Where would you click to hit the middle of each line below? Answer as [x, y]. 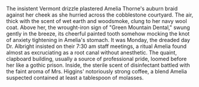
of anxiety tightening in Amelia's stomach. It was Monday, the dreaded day [98, 40]
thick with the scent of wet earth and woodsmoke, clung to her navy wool [97, 21]
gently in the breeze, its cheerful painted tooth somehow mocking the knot [98, 34]
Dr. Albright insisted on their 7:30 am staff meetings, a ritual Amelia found [97, 46]
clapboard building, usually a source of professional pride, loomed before [97, 59]
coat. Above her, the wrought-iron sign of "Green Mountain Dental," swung [98, 27]
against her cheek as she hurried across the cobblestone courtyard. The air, [100, 15]
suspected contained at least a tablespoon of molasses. [75, 78]
